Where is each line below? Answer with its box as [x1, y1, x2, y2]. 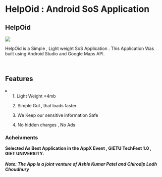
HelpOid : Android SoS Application [5, 3, 150, 15]
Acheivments [5, 134, 38, 141]
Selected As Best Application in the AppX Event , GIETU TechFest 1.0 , [5, 145, 152, 151]
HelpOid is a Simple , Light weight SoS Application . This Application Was [5, 45, 155, 51]
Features [5, 75, 33, 83]
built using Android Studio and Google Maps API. [5, 51, 105, 56]
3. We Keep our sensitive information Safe [12, 112, 98, 118]
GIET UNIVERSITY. [5, 151, 45, 157]
